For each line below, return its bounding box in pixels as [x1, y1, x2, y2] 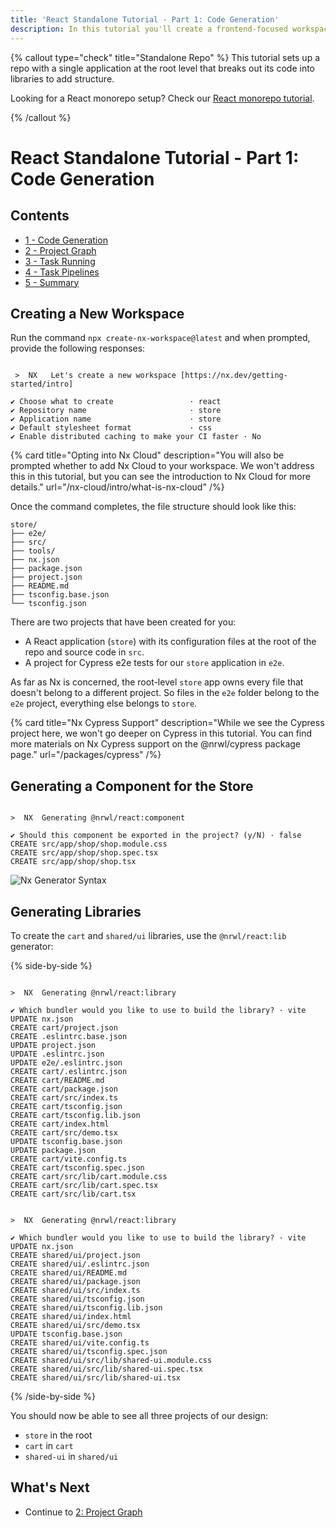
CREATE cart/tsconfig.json [10, 1101, 123, 1111]
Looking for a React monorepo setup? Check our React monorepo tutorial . [10, 92, 315, 104]
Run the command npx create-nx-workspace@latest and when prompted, [10, 332, 311, 344]
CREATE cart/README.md [10, 1075, 105, 1085]
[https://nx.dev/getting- [180, 371, 288, 381]
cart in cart [24, 1439, 74, 1451]
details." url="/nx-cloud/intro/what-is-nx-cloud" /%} [10, 481, 225, 493]
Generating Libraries [10, 903, 142, 920]
